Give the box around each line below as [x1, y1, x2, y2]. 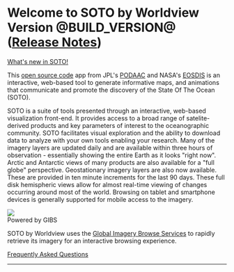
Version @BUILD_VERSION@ [7, 19, 176, 35]
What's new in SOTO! [7, 57, 68, 65]
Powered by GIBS [7, 216, 58, 224]
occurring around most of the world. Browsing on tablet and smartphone [7, 188, 216, 196]
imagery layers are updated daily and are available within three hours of [7, 143, 213, 152]
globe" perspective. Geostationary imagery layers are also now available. [7, 166, 217, 174]
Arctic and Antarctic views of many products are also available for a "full [7, 158, 214, 166]
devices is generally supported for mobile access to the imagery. [7, 195, 194, 203]
